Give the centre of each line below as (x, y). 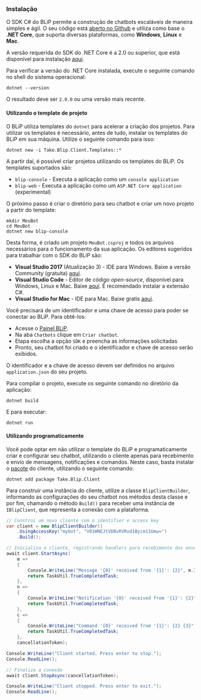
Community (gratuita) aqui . (48, 273)
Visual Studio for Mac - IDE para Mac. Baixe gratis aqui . (84, 298)
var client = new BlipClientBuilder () (54, 526)
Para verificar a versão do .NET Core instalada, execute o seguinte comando (100, 71)
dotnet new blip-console (37, 231)
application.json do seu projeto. (47, 372)
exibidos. (26, 354)
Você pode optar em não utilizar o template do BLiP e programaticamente (97, 449)
